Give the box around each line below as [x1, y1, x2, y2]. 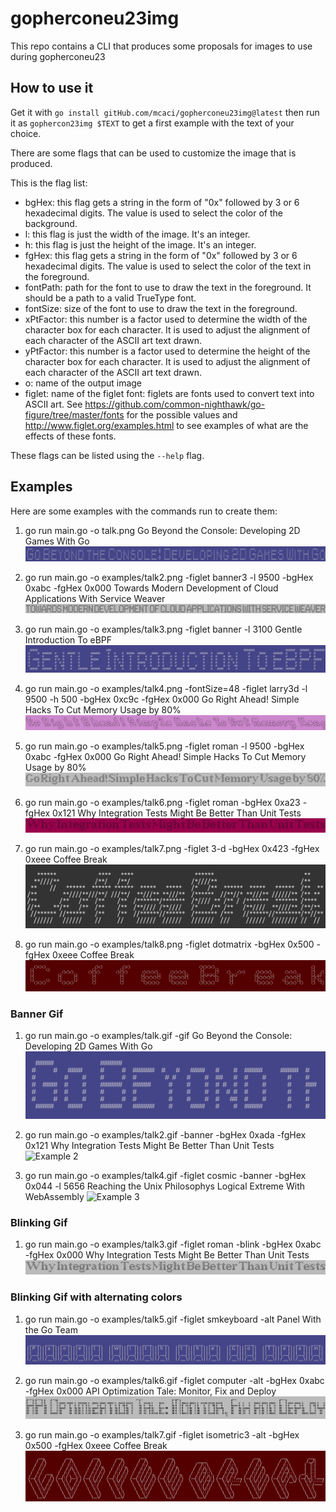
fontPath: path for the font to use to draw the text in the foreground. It [24, 281, 312, 293]
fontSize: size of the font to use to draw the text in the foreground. [24, 302, 298, 314]
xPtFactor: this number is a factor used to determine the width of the [24, 313, 308, 325]
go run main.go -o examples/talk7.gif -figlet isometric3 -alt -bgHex [24, 1429, 300, 1441]
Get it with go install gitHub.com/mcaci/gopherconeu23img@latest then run [10, 106, 320, 118]
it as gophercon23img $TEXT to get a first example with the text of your [10, 117, 295, 129]
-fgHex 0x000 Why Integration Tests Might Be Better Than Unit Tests [24, 1249, 310, 1261]
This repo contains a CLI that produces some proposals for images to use [10, 40, 313, 52]
